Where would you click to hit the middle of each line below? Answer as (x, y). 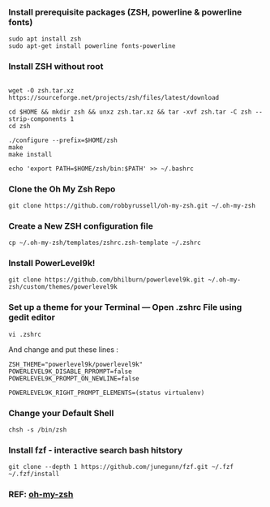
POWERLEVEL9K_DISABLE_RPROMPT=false (70, 372)
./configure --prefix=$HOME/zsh (63, 140)
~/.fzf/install (34, 474)
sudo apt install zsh (45, 39)
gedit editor (32, 317)
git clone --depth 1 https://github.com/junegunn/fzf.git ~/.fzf (121, 467)
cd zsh (19, 126)
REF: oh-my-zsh (41, 495)
